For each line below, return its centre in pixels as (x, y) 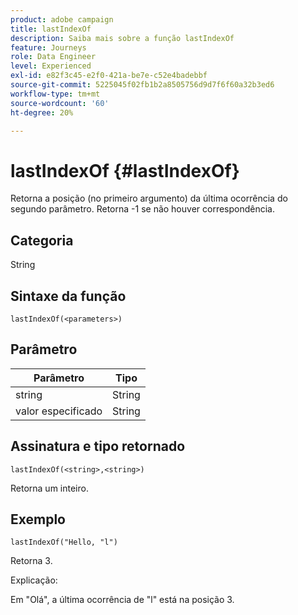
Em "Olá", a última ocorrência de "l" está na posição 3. (122, 600)
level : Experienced (51, 66)
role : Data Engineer (53, 57)
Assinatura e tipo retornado (98, 446)
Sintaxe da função (68, 296)
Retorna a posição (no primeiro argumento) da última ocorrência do (149, 198)
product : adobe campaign (62, 19)
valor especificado (59, 411)
